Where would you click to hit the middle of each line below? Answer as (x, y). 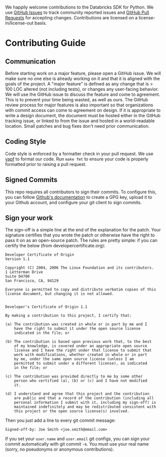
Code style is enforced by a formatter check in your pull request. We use (79, 153)
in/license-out (19, 23)
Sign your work (29, 218)
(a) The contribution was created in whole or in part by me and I (76, 324)
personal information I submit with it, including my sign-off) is (85, 403)
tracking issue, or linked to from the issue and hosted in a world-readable (80, 121)
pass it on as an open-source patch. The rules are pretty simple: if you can (81, 240)
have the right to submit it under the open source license (77, 329)
